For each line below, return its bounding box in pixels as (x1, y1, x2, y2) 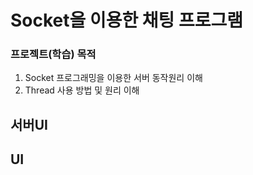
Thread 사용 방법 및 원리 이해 (24, 84, 140, 96)
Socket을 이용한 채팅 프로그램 (10, 9, 244, 32)
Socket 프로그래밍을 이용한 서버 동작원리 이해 (24, 72, 203, 84)
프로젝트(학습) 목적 (10, 47, 97, 61)
